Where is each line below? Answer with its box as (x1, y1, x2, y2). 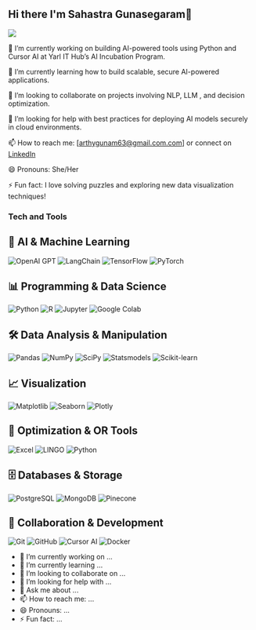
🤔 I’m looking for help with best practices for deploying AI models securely (8, 114, 248, 123)
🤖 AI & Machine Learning (8, 235, 131, 249)
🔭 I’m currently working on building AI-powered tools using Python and (8, 43, 237, 53)
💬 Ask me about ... (19, 585, 79, 595)
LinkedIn (8, 149, 36, 158)
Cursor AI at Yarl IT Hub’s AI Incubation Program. (8, 52, 166, 61)
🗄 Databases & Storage (8, 468, 123, 483)
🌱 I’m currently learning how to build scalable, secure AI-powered (8, 67, 220, 76)
